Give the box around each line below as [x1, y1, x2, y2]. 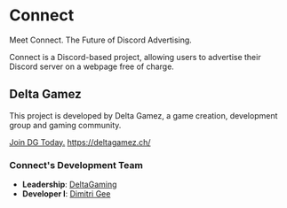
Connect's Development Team [9, 158, 144, 171]
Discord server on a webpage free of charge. [9, 61, 175, 72]
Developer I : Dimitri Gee [21, 189, 111, 199]
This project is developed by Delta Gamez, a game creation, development [9, 110, 278, 120]
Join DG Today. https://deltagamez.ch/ [9, 136, 151, 147]
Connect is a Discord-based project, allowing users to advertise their [9, 51, 261, 62]
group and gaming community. [9, 119, 122, 130]
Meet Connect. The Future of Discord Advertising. [9, 35, 193, 45]
